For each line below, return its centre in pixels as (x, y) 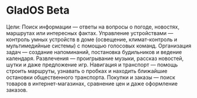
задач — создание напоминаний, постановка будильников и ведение (94, 52)
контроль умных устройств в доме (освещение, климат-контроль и (92, 39)
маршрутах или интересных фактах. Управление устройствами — (90, 33)
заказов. (17, 90)
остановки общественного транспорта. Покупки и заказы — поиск (91, 77)
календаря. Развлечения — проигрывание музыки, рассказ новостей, (95, 58)
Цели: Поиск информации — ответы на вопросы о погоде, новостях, (93, 27)
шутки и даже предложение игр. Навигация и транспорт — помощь (92, 64)
